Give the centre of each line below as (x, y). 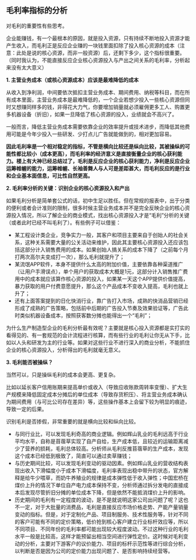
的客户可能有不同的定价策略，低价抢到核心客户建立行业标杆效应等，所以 (101, 521)
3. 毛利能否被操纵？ (30, 362)
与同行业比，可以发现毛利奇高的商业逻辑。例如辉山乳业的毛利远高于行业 (101, 434)
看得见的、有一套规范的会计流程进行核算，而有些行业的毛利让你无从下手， (95, 335)
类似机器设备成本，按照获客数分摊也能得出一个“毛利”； (86, 315)
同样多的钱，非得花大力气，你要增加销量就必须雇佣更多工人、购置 (105, 106)
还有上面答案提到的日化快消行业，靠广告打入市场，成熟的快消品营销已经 (101, 301)
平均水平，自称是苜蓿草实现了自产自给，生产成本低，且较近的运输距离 (99, 441)
